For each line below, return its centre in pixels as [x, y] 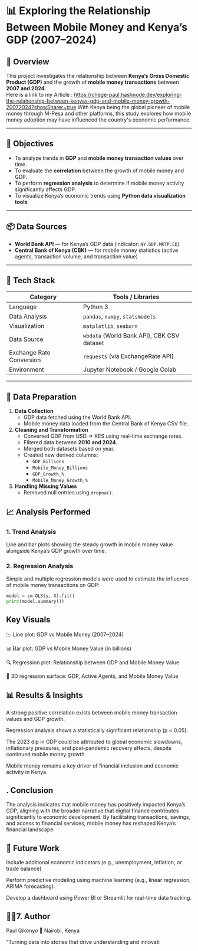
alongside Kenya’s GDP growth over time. [56, 550]
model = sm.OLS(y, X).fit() [41, 596]
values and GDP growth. [36, 719]
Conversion [25, 360]
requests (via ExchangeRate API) [129, 356]
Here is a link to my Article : [39, 95]
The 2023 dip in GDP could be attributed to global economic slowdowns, [94, 742]
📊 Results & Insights [45, 695]
